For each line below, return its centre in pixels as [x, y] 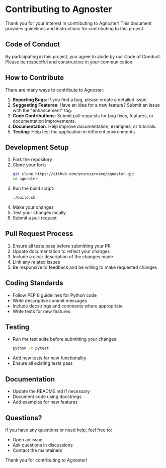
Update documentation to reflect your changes [61, 251]
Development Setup [37, 147]
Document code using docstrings [47, 397]
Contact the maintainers [37, 450]
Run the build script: [33, 188]
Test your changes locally [39, 213]
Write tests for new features [41, 311]
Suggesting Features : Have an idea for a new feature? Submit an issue [86, 105]
